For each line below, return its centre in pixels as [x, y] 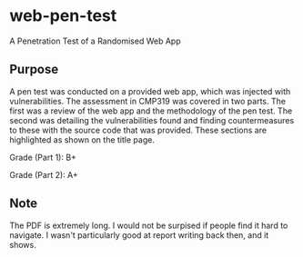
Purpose [34, 69]
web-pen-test [63, 16]
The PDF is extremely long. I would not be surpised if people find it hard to [149, 225]
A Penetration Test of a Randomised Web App [95, 41]
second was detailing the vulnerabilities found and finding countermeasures [152, 120]
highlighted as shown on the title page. [82, 139]
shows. [23, 244]
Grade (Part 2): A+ [44, 174]
